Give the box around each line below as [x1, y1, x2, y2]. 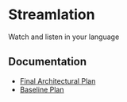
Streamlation [8, 6, 95, 24]
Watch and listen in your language [8, 32, 120, 41]
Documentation [8, 55, 87, 69]
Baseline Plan [19, 84, 64, 94]
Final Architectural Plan [19, 76, 96, 85]
